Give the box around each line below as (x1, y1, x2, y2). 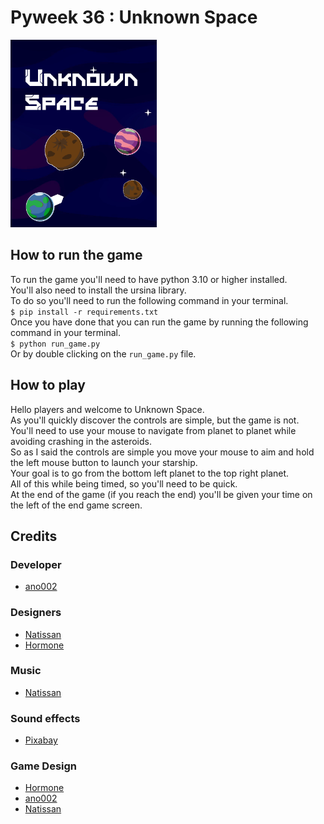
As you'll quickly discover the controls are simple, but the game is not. (10, 414, 300, 426)
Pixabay (24, 734, 58, 746)
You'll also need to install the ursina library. (10, 284, 187, 296)
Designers (10, 606, 62, 620)
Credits (10, 527, 58, 545)
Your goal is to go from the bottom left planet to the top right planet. (10, 467, 290, 479)
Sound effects (10, 711, 81, 725)
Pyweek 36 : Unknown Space (10, 6, 258, 29)
